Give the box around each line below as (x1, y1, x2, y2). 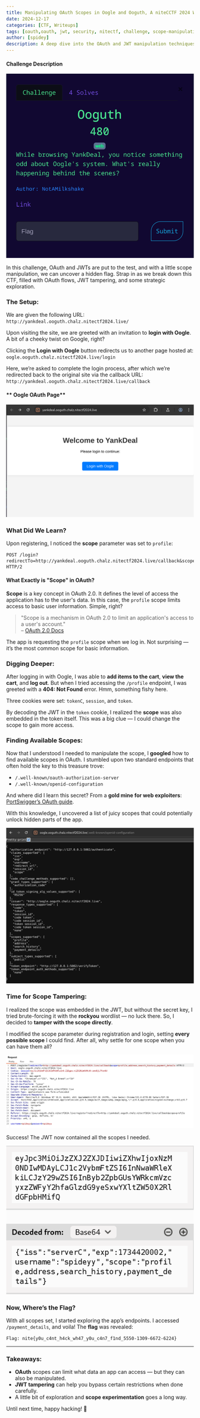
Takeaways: (6, 1355, 42, 1363)
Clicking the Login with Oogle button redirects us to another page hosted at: (6, 347, 193, 354)
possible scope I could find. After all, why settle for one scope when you (6, 1036, 185, 1043)
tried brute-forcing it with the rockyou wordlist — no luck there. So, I (6, 1012, 174, 1020)
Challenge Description (6, 60, 63, 67)
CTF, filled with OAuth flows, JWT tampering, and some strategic (6, 276, 165, 283)
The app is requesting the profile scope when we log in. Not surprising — (6, 638, 189, 646)
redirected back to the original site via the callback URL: (6, 371, 143, 378)
